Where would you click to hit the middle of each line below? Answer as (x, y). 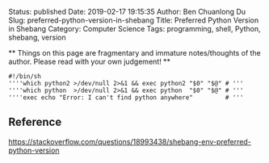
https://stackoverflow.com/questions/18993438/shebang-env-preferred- (130, 141)
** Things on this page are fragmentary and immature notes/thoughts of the (134, 53)
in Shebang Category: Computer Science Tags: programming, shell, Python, (134, 29)
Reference (35, 122)
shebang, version (37, 37)
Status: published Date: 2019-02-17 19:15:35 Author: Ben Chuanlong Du (127, 12)
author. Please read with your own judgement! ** (90, 61)
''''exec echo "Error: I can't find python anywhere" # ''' (126, 98)
